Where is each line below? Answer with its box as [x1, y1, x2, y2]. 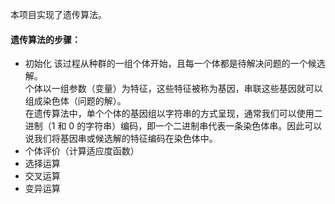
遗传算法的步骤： [10, 33, 81, 45]
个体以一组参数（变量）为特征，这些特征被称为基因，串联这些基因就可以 [24, 83, 323, 95]
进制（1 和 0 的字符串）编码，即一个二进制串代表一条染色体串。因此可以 [24, 120, 323, 132]
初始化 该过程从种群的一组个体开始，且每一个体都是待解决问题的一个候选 [24, 58, 326, 70]
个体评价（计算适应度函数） [24, 145, 140, 157]
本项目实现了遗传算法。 [10, 9, 107, 20]
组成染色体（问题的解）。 [24, 95, 127, 107]
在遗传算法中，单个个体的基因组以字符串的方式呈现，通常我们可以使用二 [24, 108, 323, 120]
